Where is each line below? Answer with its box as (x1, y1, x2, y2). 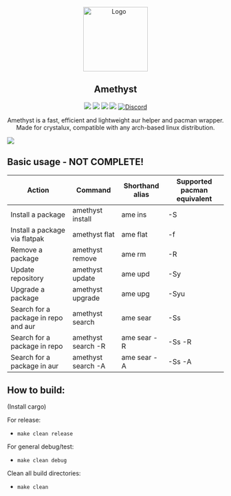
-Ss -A (168, 356, 192, 366)
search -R (71, 341, 106, 351)
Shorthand (123, 181, 159, 191)
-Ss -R (168, 337, 192, 347)
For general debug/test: (7, 442, 74, 451)
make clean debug (16, 457, 67, 464)
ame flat (121, 229, 148, 239)
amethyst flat (71, 229, 115, 239)
